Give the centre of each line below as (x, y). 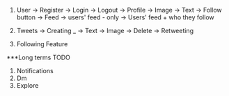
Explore (27, 85)
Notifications (35, 71)
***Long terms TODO (39, 57)
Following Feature (42, 44)
